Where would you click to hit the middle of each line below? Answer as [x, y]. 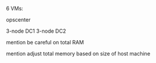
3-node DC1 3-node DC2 [36, 31]
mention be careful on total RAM [45, 42]
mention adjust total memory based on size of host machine [78, 54]
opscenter [18, 20]
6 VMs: [15, 8]
